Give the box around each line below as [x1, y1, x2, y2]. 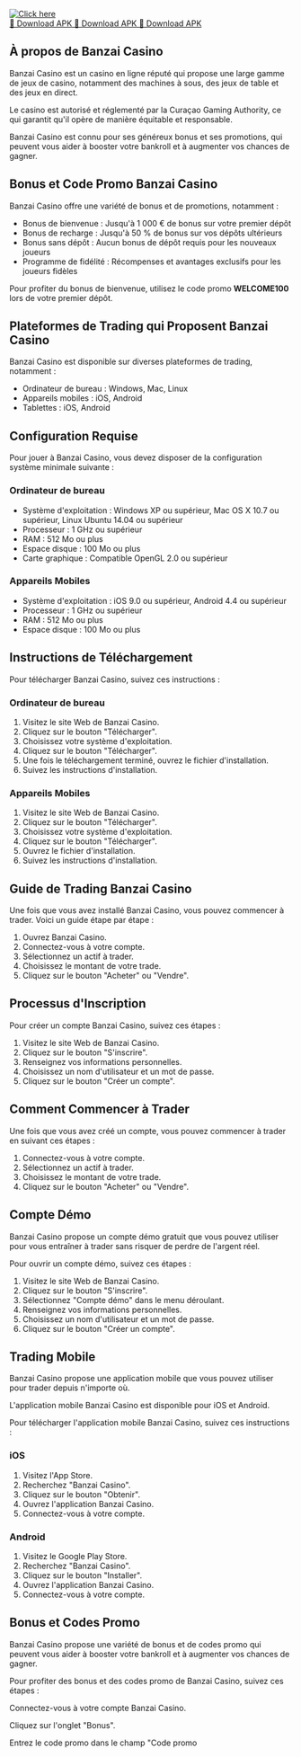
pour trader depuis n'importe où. [9, 1382, 130, 1393]
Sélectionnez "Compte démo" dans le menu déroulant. [22, 1294, 225, 1305]
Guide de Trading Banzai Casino [9, 881, 192, 896]
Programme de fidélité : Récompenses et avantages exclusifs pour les [22, 256, 281, 267]
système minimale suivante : [9, 462, 115, 473]
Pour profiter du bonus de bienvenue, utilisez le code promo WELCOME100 [9, 283, 289, 294]
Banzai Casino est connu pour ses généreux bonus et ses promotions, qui [9, 131, 283, 142]
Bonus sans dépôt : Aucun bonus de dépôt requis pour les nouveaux [22, 236, 277, 247]
